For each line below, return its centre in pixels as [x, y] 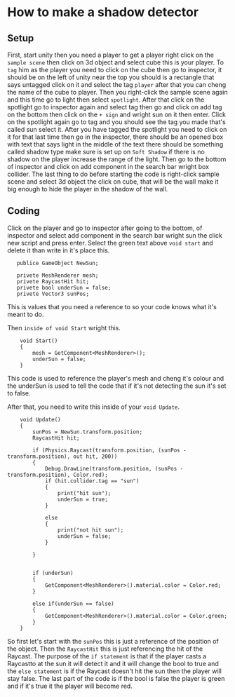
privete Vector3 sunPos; [53, 294]
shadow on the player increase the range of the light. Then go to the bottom [117, 159]
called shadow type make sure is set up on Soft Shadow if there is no [106, 152]
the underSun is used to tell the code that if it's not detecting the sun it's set [117, 386]
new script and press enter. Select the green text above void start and [110, 243]
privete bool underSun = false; [64, 287]
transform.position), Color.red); [58, 475]
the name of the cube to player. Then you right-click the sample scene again [117, 92]
